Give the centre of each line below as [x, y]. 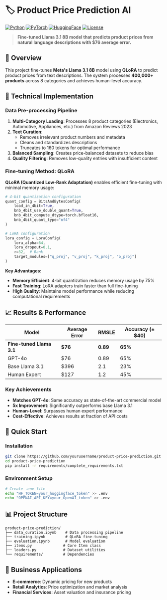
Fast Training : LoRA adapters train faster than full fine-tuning [75, 286]
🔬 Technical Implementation [49, 97]
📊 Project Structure [37, 514]
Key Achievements [28, 389]
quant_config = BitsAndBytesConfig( [43, 201]
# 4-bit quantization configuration [43, 197]
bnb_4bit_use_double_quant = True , [49, 210]
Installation [19, 446]
